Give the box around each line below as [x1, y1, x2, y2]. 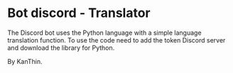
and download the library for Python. [7, 43, 115, 52]
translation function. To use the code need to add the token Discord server [7, 35, 226, 44]
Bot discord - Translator [7, 5, 151, 21]
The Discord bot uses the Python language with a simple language [7, 28, 202, 37]
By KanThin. [7, 57, 43, 65]
